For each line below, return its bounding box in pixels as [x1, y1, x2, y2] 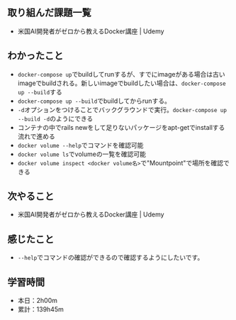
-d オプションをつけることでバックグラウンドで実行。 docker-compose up [17, 105, 227, 114]
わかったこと [7, 50, 64, 62]
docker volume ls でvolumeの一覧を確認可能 [17, 150, 147, 158]
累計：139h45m [17, 305, 64, 314]
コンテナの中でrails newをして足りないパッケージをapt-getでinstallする [17, 123, 225, 131]
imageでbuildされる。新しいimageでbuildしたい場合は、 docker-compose [17, 79, 226, 87]
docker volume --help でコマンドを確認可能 [17, 140, 144, 149]
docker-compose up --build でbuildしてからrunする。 [17, 96, 172, 105]
